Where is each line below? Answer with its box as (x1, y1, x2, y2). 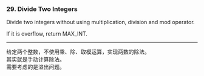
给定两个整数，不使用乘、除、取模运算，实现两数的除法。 (6, 48, 150, 55)
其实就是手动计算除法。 (6, 56, 65, 63)
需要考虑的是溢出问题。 (6, 63, 65, 71)
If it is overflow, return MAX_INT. (6, 30, 88, 37)
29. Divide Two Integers (6, 5, 78, 13)
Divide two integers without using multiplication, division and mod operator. (6, 19, 195, 26)
